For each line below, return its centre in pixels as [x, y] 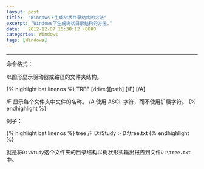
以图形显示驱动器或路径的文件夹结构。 [54, 77]
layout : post [23, 12]
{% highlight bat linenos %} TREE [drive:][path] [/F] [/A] [76, 89]
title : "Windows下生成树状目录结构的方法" [57, 18]
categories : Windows [32, 35]
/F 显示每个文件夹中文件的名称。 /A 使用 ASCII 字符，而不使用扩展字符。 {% [101, 102]
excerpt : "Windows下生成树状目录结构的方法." [59, 23]
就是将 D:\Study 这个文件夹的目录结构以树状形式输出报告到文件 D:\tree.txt [99, 152]
